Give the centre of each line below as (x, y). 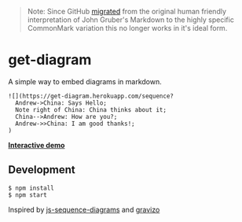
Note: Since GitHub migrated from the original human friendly (126, 11)
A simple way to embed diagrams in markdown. (85, 81)
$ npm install (31, 188)
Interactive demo (37, 145)
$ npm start (27, 195)
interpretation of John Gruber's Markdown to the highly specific (130, 20)
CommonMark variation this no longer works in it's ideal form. (127, 28)
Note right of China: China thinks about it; (91, 109)
